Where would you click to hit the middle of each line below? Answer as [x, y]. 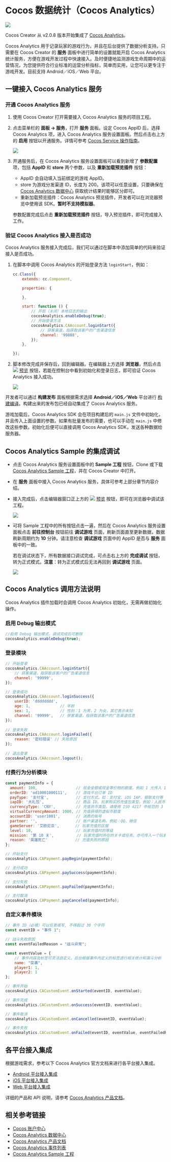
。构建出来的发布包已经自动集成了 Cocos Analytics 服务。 [79, 404]
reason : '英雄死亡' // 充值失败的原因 [59, 840]
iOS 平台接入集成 [30, 1080]
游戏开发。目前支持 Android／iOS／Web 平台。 [54, 71]
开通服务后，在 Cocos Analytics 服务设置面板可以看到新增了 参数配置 [85, 161]
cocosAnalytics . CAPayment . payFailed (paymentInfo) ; [60, 887]
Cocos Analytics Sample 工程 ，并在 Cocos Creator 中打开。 [75, 471]
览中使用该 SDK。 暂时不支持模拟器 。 [59, 203]
